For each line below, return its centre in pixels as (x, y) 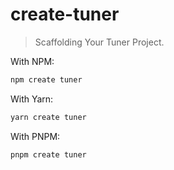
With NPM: (32, 61)
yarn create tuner (48, 117)
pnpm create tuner (48, 154)
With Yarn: (32, 99)
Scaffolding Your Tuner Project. (99, 42)
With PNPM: (35, 136)
